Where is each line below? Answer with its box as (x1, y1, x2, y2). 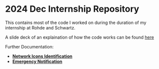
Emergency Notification (12, 58, 63, 64)
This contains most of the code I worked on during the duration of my (5, 20, 147, 25)
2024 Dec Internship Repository (5, 3, 139, 15)
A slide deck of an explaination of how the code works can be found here (5, 34, 154, 40)
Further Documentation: (5, 44, 54, 49)
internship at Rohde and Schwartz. (5, 24, 76, 30)
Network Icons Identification (12, 53, 73, 59)
